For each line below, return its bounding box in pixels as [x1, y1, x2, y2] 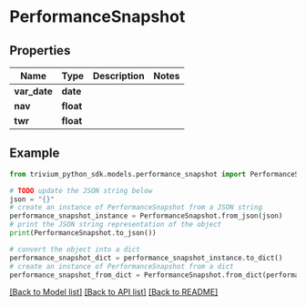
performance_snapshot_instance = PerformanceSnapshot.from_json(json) [9, 211, 283, 220]
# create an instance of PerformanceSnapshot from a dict [9, 261, 234, 270]
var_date [14, 85, 53, 97]
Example [9, 146, 60, 161]
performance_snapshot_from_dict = [9, 270, 141, 280]
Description [92, 70, 145, 82]
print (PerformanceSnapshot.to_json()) [9, 229, 157, 238]
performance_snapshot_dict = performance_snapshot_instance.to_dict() [9, 253, 283, 262]
